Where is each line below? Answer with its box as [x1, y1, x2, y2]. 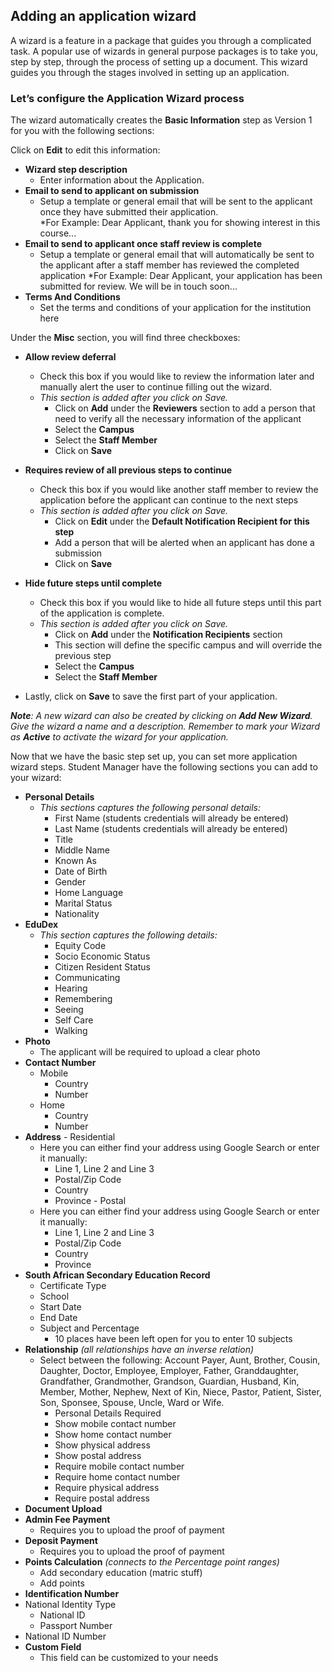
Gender [54, 876, 87, 888]
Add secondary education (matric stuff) [39, 1567, 203, 1579]
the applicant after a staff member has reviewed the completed [39, 259, 300, 271]
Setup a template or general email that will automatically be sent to [39, 249, 315, 261]
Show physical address [54, 1439, 151, 1451]
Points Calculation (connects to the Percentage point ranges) [24, 1556, 280, 1568]
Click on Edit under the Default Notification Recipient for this [54, 515, 310, 528]
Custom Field [24, 1641, 82, 1653]
